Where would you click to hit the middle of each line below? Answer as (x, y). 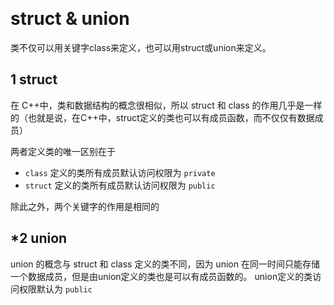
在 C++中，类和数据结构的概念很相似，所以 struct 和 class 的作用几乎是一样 (166, 105)
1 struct (34, 79)
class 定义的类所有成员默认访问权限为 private (120, 172)
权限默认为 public (55, 289)
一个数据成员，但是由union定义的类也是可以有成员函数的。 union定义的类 (161, 276)
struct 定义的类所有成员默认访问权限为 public (120, 185)
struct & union (70, 19)
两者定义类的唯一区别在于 (63, 151)
